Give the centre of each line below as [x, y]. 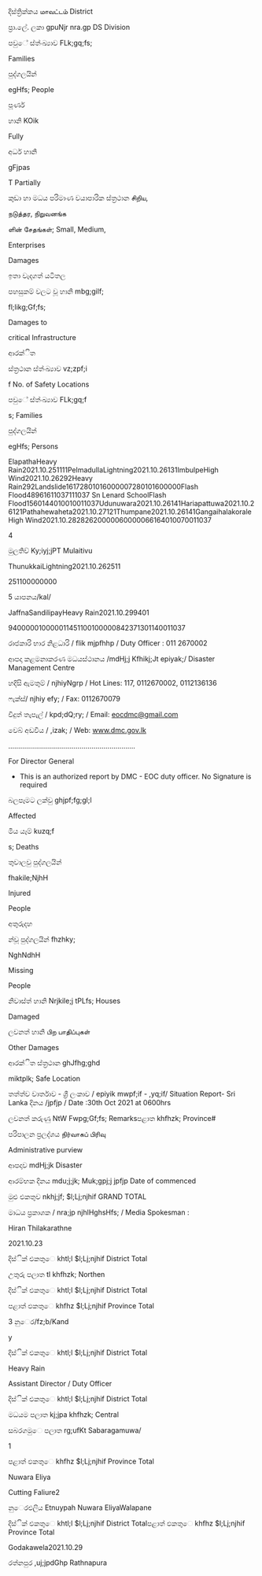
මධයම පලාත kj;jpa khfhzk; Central [64, 1415]
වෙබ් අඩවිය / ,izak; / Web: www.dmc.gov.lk [77, 730]
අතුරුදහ [20, 923]
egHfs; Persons [33, 446]
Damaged [24, 1016]
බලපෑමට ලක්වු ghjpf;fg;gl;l [50, 800]
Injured [20, 893]
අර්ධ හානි [23, 152]
